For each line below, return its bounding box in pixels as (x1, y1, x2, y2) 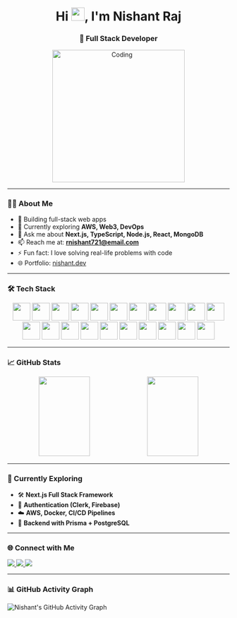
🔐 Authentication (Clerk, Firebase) (17, 500, 121, 509)
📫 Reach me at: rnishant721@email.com (17, 237, 139, 246)
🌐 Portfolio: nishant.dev (17, 259, 87, 267)
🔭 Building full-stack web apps (17, 215, 107, 223)
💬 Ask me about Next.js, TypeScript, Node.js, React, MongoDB (17, 230, 204, 238)
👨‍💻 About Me (7, 198, 53, 208)
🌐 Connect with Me (7, 542, 75, 552)
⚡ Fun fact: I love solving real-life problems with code (17, 248, 173, 257)
